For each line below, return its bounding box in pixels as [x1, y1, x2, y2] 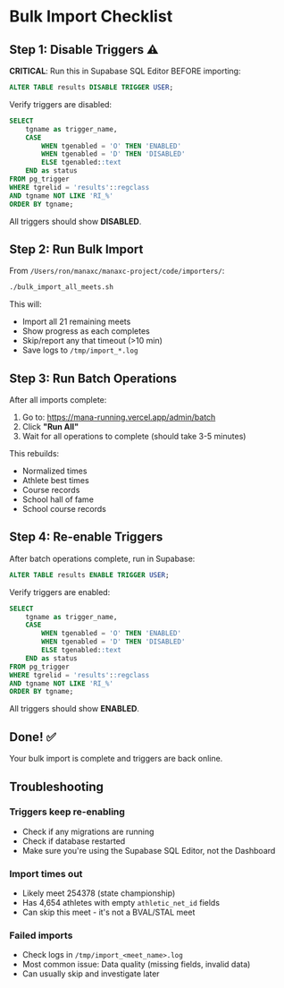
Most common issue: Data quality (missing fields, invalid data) [21, 959, 251, 970]
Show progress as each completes [21, 326, 150, 336]
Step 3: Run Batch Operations [9, 370, 177, 386]
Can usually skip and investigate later [21, 968, 160, 979]
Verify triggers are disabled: [9, 98, 113, 109]
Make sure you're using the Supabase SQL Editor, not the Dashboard [21, 845, 276, 856]
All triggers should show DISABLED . [9, 216, 142, 226]
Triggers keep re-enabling [9, 805, 125, 818]
